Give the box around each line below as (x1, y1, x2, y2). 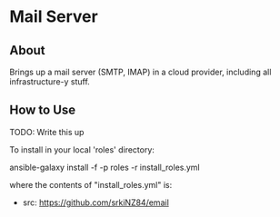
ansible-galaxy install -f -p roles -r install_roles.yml (9, 162, 200, 173)
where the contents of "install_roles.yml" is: (9, 179, 173, 190)
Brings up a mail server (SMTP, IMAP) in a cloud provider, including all (9, 66, 272, 77)
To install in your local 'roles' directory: (9, 143, 155, 155)
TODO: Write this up (9, 126, 85, 137)
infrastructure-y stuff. (9, 76, 91, 87)
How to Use (9, 103, 76, 118)
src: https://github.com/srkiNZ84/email (22, 197, 170, 208)
